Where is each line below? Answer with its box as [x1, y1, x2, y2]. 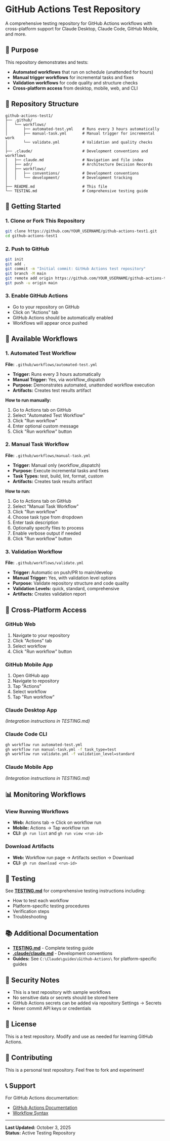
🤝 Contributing [5, 1054, 53, 1062]
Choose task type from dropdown [12, 514, 83, 520]
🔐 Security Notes [5, 976, 60, 984]
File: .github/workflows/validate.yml [5, 560, 84, 566]
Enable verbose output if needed [12, 530, 81, 536]
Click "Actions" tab [12, 637, 52, 643]
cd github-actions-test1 [5, 234, 58, 239]
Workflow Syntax [12, 1110, 49, 1116]
